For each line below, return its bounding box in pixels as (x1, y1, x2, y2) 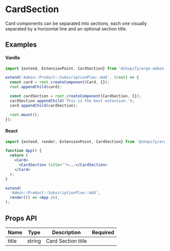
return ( (10, 153, 28, 158)
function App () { (5, 148, 42, 153)
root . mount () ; (10, 112, 39, 117)
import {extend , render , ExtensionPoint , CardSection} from (5, 139, 135, 144)
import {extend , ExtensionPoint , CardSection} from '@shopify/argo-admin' (5, 66, 166, 71)
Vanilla (5, 54, 20, 60)
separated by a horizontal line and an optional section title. (5, 25, 127, 31)
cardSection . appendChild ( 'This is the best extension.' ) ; (10, 98, 135, 103)
